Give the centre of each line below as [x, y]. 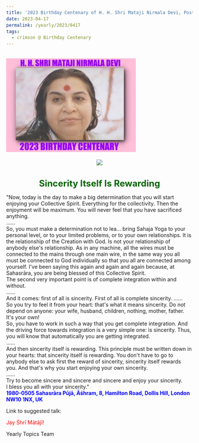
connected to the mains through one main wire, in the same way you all [93, 254]
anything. [18, 216]
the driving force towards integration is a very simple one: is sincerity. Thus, [99, 330]
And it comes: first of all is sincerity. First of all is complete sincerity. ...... [94, 299]
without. [16, 286]
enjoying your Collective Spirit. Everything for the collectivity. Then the [92, 204]
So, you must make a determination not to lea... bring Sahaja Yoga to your [96, 229]
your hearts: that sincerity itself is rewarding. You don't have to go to [90, 355]
